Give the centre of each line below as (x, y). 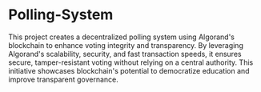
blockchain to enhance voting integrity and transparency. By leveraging (126, 45)
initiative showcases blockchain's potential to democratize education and (129, 70)
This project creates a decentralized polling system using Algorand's (121, 37)
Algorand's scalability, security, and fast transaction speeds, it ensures (125, 54)
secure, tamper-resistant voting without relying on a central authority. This (131, 62)
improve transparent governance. (63, 79)
